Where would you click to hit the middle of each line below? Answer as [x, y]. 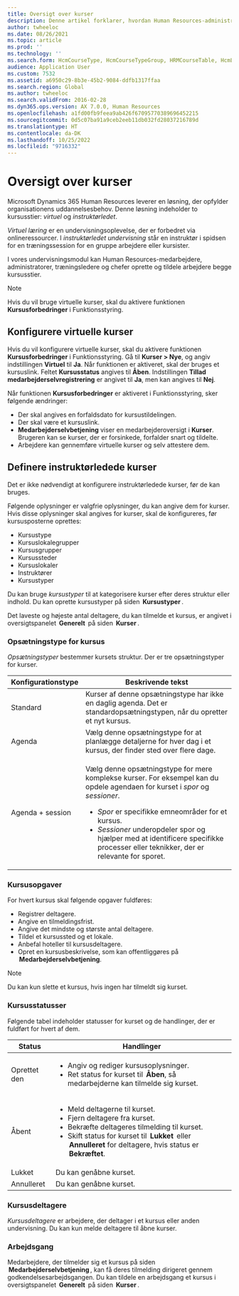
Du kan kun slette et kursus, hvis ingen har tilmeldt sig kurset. [98, 987]
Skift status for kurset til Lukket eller [129, 1136]
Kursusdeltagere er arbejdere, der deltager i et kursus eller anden [103, 1220]
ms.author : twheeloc [38, 93]
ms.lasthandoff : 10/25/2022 [49, 140]
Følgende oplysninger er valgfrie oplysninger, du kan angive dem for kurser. [118, 506]
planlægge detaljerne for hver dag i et [148, 741]
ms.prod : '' [25, 47]
